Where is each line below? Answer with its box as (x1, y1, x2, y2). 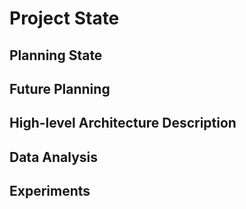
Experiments (9, 183, 91, 200)
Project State (9, 7, 120, 30)
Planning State (9, 47, 103, 64)
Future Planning (9, 80, 111, 97)
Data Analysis (9, 148, 99, 166)
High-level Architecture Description (9, 115, 237, 132)
